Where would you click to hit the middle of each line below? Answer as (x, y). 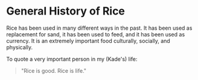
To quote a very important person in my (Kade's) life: (72, 59)
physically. (20, 47)
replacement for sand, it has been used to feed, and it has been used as (96, 34)
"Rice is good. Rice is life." (53, 70)
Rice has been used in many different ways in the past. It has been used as (99, 28)
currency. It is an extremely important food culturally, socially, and (88, 41)
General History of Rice (66, 11)
